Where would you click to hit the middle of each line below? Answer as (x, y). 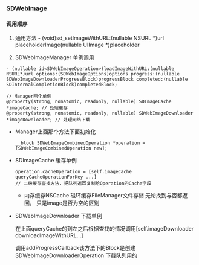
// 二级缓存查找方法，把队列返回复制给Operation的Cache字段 (83, 184)
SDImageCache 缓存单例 (46, 161)
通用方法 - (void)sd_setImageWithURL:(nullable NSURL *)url (90, 38)
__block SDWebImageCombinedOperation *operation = (80, 143)
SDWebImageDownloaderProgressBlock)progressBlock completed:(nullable (97, 80)
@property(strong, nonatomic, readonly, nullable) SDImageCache (89, 102)
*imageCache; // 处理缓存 (37, 108)
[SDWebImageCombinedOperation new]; (61, 148)
